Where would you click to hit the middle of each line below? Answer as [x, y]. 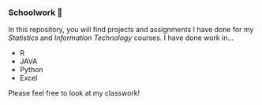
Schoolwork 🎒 [36, 13]
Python [31, 70]
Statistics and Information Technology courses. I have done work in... [121, 38]
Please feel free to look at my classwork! [74, 93]
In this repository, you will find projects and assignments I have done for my [131, 30]
